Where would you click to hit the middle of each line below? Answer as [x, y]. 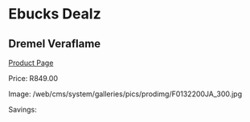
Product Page [31, 63]
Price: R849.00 [33, 78]
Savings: [23, 110]
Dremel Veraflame [55, 44]
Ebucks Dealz [55, 14]
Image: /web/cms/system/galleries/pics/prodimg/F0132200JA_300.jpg [125, 94]
